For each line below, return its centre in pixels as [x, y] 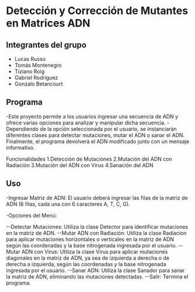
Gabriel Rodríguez [36, 78]
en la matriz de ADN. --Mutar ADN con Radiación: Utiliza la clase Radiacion [96, 233]
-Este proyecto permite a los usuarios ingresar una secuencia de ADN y [92, 116]
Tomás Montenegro [38, 65]
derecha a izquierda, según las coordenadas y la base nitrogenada [86, 264]
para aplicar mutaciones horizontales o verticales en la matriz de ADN [90, 239]
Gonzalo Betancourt [39, 84]
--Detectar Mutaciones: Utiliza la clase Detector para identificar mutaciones [97, 226]
